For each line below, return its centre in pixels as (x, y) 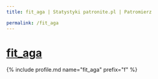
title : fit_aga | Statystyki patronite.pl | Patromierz (79, 12)
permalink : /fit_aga (33, 23)
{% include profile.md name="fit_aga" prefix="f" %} (72, 70)
